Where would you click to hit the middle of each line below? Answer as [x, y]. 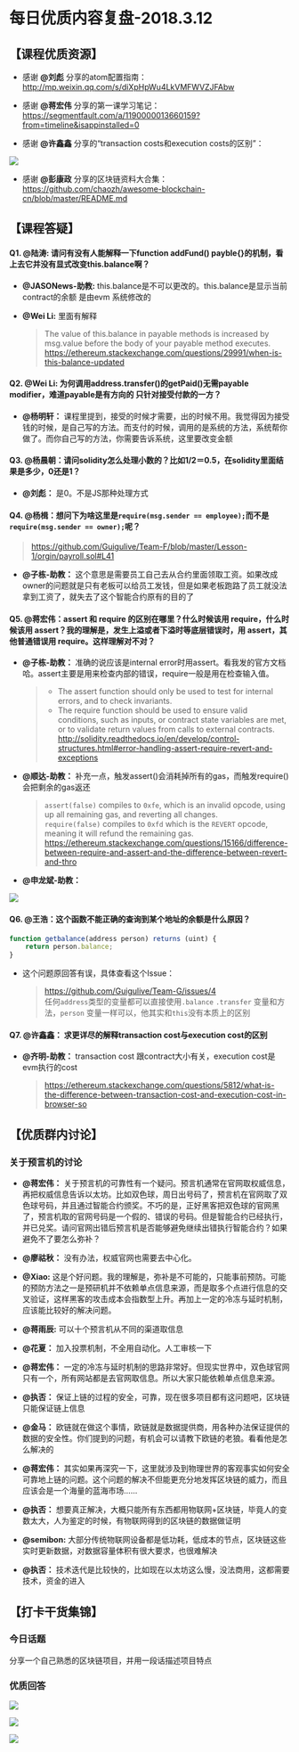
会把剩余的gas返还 [56, 787]
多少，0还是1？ [53, 471]
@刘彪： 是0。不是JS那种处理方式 [85, 493]
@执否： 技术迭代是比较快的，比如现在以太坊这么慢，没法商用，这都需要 [156, 1570]
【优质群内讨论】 [56, 1134]
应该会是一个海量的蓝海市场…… [80, 1491]
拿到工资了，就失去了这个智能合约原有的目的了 [108, 597]
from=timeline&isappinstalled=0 [81, 125]
